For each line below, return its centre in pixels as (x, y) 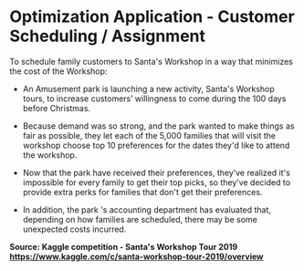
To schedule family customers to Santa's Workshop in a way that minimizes (152, 61)
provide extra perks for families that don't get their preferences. (142, 192)
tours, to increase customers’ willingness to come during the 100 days (154, 99)
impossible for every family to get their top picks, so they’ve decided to (156, 182)
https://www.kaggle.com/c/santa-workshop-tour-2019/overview (136, 256)
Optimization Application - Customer (152, 17)
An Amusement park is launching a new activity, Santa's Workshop (149, 89)
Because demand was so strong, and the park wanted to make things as (158, 126)
